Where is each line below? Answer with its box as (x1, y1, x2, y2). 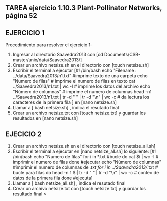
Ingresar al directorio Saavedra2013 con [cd (12, 52, 104, 58)
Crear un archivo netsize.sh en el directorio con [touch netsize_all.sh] (12, 143, 156, 149)
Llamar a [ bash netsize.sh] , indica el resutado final (12, 105, 119, 111)
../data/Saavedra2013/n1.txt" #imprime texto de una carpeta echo (12, 73, 148, 79)
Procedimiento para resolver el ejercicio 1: (5, 42, 92, 48)
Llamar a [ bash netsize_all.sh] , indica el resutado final (12, 180, 126, 186)
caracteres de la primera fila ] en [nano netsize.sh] (12, 99, 117, 105)
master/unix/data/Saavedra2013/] (12, 57, 82, 63)
